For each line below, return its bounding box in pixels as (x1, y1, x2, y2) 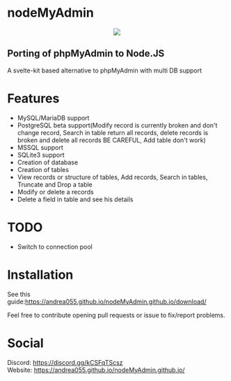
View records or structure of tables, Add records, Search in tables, (17, 173, 208, 181)
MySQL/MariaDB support (17, 114, 90, 122)
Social (7, 335, 44, 351)
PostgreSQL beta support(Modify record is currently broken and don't (17, 120, 218, 130)
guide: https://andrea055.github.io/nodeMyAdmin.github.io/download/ (7, 297, 207, 306)
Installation (7, 267, 74, 283)
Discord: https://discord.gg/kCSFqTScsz (7, 358, 123, 366)
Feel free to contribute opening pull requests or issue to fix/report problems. (7, 311, 225, 319)
